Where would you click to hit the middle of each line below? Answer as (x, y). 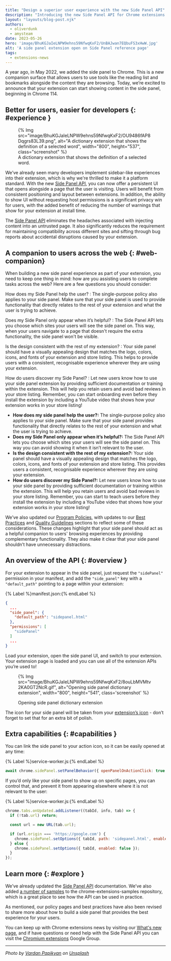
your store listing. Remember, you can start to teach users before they (86, 497)
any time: (15, 751)
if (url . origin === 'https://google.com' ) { (58, 834)
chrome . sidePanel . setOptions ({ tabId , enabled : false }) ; (77, 848)
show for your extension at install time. (46, 211)
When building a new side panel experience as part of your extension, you (83, 273)
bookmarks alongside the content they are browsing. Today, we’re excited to (85, 83)
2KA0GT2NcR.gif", (38, 687)
